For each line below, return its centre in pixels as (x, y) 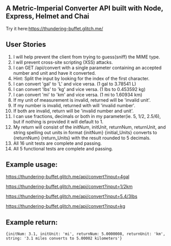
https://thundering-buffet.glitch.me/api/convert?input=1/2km (69, 187)
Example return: (32, 222)
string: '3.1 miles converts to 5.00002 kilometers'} (64, 238)
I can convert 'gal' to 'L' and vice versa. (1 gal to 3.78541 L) (75, 84)
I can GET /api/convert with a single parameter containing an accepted (87, 68)
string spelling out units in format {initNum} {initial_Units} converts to (85, 132)
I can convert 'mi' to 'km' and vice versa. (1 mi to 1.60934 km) (78, 95)
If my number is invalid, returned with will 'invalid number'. (74, 105)
